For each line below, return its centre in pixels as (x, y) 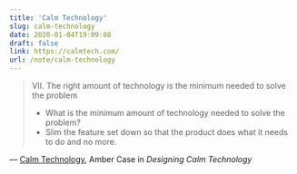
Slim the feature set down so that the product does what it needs (167, 132)
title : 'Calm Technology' (58, 18)
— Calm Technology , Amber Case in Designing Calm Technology (131, 159)
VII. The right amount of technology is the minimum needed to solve (158, 86)
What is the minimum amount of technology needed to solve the (165, 113)
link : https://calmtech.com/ (64, 52)
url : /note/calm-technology (63, 60)
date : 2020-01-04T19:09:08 (60, 34)
